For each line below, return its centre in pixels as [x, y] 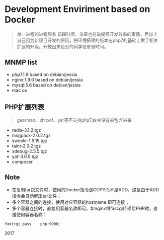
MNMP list [21, 62]
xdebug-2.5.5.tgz [30, 151]
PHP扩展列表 [24, 107]
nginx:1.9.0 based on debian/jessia [47, 80]
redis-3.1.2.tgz [26, 130]
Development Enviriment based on [77, 9]
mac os [19, 90]
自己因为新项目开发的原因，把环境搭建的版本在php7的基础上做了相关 [87, 40]
